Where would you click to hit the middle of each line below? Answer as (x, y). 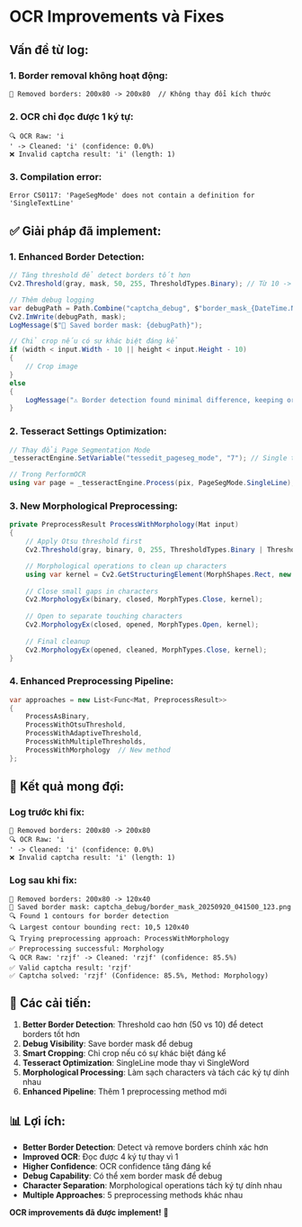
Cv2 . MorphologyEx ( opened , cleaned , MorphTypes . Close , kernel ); (147, 650)
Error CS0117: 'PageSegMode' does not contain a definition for (132, 195)
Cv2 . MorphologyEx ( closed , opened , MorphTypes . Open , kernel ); (142, 625)
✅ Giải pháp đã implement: (85, 231)
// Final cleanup (58, 641)
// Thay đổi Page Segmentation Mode (80, 450)
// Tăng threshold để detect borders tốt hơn (100, 275)
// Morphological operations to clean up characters (126, 566)
